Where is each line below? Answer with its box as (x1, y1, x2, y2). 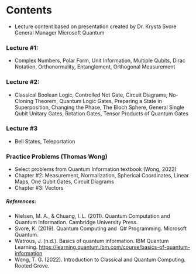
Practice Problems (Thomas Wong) (6, 152, 108, 160)
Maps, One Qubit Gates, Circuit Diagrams (14, 178, 114, 185)
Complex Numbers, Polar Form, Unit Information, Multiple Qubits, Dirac (14, 57, 186, 64)
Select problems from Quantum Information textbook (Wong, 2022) (14, 166, 177, 173)
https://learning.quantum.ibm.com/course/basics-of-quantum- (39, 244, 190, 251)
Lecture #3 (6, 124, 38, 132)
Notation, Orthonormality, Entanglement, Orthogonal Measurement (14, 63, 176, 70)
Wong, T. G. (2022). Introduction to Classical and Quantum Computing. (14, 256, 186, 263)
